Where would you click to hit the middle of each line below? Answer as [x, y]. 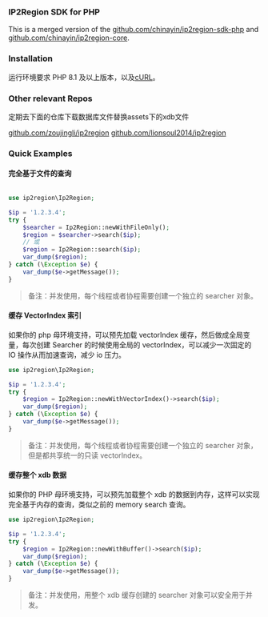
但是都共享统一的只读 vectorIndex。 [87, 455]
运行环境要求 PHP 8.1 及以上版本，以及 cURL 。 [84, 77]
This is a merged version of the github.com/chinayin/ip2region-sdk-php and [134, 30]
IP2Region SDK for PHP [54, 12]
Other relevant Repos [50, 98]
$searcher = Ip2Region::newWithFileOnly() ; [96, 227]
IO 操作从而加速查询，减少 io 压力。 [67, 355]
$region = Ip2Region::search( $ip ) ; [82, 250]
